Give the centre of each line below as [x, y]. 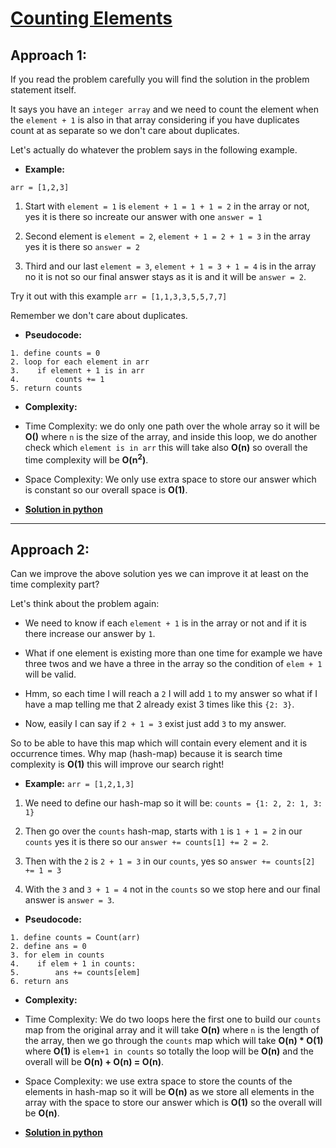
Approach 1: [48, 55]
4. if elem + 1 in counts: [73, 964]
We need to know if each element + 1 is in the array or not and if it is [165, 623]
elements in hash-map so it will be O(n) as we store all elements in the [169, 1092]
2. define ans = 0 [48, 947]
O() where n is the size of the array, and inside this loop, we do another [171, 436]
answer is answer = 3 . [69, 900]
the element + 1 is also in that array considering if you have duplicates [155, 120]
